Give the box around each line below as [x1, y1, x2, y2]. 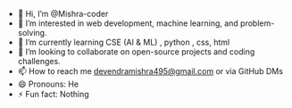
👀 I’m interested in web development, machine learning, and [17, 18, 238, 29]
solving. [17, 28, 47, 37]
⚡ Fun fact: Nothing [17, 89, 89, 99]
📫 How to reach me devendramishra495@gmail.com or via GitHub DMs [17, 66, 284, 76]
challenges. [17, 56, 61, 66]
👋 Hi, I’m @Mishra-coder [17, 9, 109, 19]
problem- [239, 18, 275, 29]
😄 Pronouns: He [17, 79, 79, 89]
